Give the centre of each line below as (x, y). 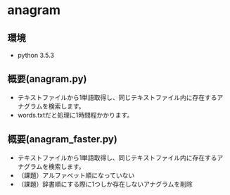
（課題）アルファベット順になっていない (76, 175)
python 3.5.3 (36, 55)
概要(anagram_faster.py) (62, 139)
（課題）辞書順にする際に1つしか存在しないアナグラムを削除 (105, 184)
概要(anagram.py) (47, 79)
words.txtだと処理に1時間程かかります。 (75, 115)
